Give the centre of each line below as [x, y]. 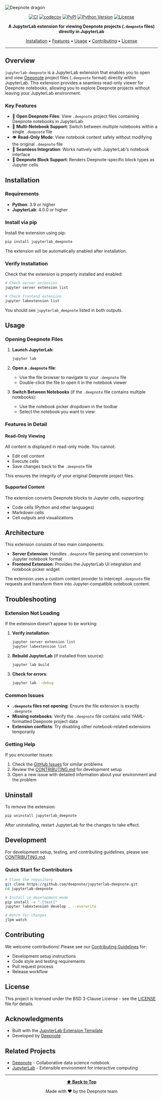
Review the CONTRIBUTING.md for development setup [67, 770]
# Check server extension [31, 283]
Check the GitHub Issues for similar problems [57, 764]
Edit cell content [28, 456]
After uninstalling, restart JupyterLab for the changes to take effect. [73, 825]
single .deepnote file [32, 132]
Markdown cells [28, 512]
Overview [20, 61]
